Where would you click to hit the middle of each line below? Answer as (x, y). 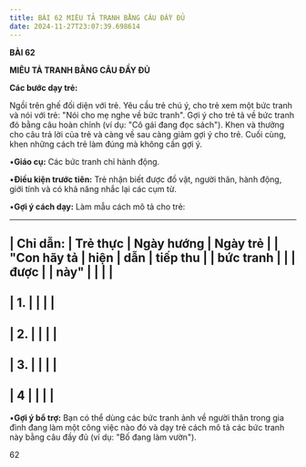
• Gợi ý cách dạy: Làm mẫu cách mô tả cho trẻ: (97, 207)
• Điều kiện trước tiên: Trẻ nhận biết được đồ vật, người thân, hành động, (146, 179)
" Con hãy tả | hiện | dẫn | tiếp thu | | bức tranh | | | (153, 257)
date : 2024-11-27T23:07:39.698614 (75, 26)
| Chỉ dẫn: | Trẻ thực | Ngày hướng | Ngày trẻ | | (144, 244)
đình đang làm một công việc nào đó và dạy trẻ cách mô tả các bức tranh (147, 427)
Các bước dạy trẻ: (44, 87)
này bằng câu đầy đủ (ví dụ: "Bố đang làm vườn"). (103, 437)
